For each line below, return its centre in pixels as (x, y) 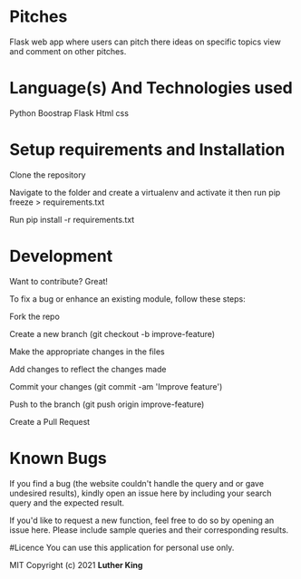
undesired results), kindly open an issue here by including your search (141, 493)
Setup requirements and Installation (147, 150)
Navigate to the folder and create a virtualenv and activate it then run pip (145, 192)
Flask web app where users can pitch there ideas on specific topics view (145, 42)
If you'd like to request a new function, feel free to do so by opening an (142, 520)
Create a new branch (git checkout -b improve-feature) (112, 333)
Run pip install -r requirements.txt (72, 219)
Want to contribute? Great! (59, 281)
